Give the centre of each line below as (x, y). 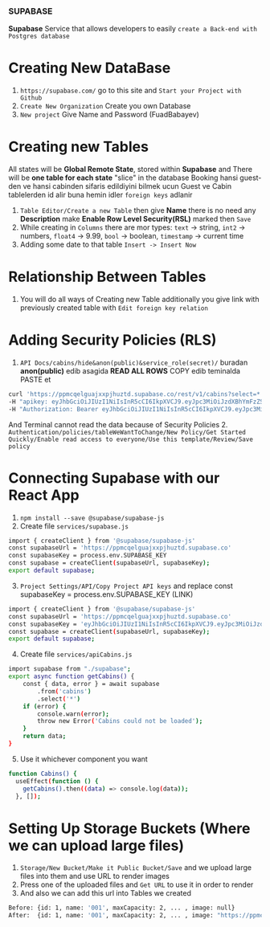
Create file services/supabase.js (74, 526)
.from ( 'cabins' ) (64, 691)
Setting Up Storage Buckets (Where (129, 828)
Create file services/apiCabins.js (76, 654)
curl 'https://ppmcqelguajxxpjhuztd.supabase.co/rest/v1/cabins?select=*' (136, 394)
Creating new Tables (78, 147)
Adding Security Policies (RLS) (112, 340)
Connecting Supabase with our (114, 478)
